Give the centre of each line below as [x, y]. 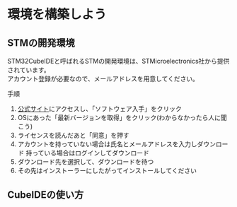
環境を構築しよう [57, 14]
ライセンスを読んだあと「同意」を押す [73, 135]
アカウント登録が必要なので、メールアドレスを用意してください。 [103, 79]
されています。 [29, 70]
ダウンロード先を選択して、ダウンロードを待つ [86, 162]
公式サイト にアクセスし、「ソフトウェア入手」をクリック [100, 109]
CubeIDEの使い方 [46, 195]
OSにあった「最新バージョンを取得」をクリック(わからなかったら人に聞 [122, 118]
